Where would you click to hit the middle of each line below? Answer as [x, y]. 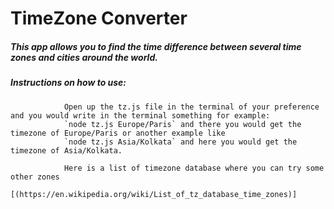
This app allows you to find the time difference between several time [156, 46]
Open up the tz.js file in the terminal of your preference [191, 107]
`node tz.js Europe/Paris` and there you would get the [182, 124]
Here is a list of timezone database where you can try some [194, 168]
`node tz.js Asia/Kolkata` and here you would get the [180, 142]
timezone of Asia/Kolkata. [66, 150]
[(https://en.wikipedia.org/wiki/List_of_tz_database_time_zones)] [154, 194]
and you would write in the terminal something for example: [140, 115]
